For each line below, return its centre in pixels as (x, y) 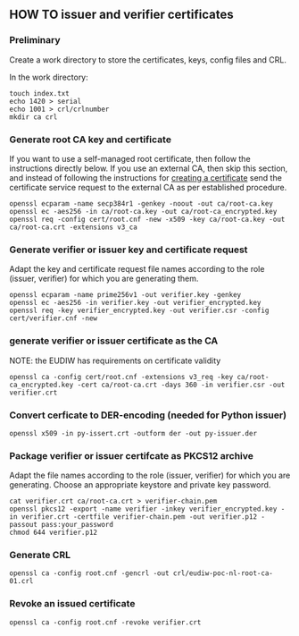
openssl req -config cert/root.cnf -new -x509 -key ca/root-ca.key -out (147, 219)
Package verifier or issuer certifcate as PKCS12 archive (132, 455)
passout (24, 525)
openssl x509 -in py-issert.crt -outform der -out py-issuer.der (133, 433)
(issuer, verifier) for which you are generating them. (104, 279)
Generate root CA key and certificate (91, 140)
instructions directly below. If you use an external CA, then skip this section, (149, 168)
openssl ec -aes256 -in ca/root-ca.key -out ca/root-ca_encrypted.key (143, 211)
